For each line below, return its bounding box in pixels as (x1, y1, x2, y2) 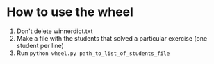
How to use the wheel (6, 4, 133, 20)
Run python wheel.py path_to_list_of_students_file (16, 49, 170, 57)
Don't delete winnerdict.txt (16, 27, 93, 35)
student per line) (16, 41, 64, 50)
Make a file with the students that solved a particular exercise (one (16, 34, 208, 42)
